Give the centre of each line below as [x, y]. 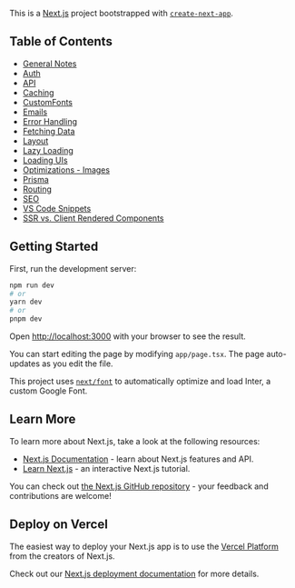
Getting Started [54, 247]
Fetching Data [49, 131]
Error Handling [50, 121]
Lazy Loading [48, 150]
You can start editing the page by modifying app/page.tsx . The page [137, 354]
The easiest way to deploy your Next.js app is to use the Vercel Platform [144, 546]
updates [25, 364]
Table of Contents [61, 41]
